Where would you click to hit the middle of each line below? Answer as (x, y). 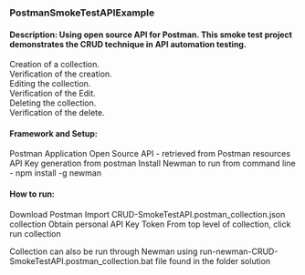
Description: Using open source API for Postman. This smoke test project (151, 35)
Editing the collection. (50, 84)
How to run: (32, 194)
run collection (35, 233)
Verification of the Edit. (53, 94)
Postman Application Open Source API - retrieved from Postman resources (150, 154)
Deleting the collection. (53, 103)
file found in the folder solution (213, 260)
